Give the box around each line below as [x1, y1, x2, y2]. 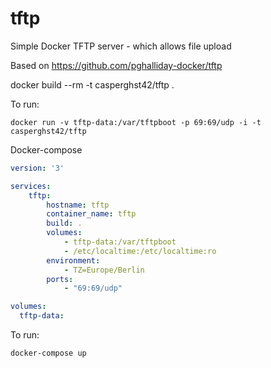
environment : [46, 255, 101, 266]
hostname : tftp [46, 200, 110, 210]
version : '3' [10, 163, 65, 173]
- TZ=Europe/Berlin [63, 265, 145, 275]
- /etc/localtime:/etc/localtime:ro [63, 246, 217, 256]
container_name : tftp [46, 209, 137, 219]
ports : [46, 274, 74, 284]
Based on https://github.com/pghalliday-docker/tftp [10, 59, 223, 71]
